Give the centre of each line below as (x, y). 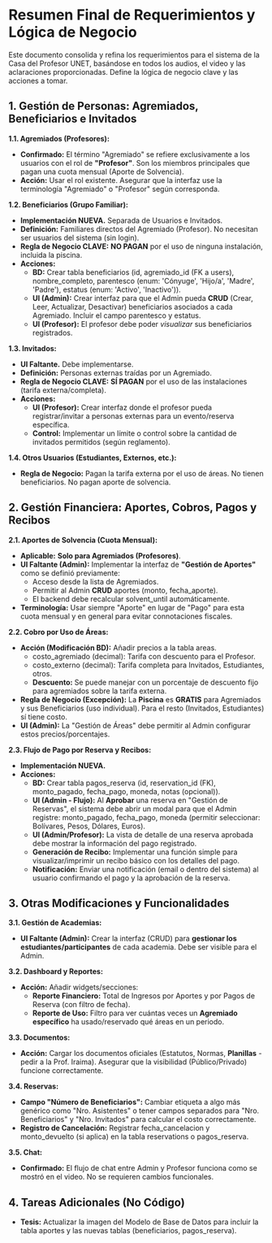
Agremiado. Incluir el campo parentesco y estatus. (117, 315)
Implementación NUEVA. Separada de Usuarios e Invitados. (121, 220)
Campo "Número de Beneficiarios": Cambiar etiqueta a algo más (130, 1102)
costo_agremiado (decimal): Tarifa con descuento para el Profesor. (144, 656)
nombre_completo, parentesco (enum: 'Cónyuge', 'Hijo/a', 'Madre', (143, 280)
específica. (51, 424)
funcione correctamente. (62, 1071)
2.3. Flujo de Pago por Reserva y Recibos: (80, 750)
